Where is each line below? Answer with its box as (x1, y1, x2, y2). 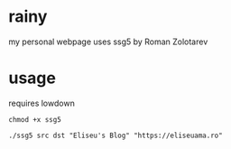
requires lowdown (8, 98, 76, 108)
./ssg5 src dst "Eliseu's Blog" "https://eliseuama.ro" (8, 131, 223, 140)
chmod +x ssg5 (8, 115, 62, 124)
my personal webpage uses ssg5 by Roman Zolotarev (8, 36, 208, 47)
